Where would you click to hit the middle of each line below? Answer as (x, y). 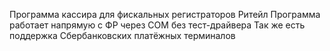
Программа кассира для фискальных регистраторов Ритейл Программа (165, 14)
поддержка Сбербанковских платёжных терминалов (122, 35)
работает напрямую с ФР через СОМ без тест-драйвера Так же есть (157, 25)
